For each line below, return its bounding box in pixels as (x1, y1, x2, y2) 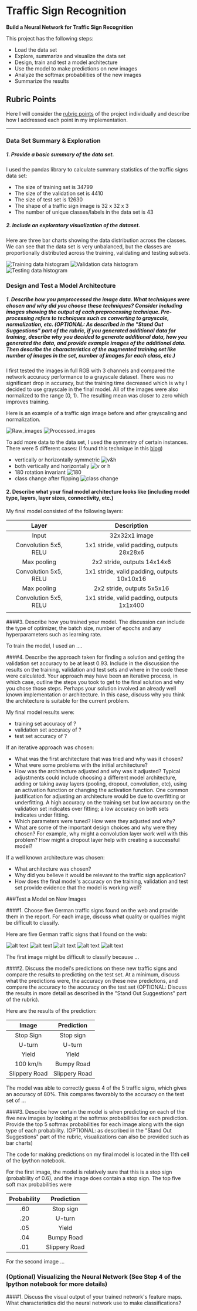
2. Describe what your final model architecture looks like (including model (6, 488, 190, 496)
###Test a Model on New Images (6, 895, 86, 902)
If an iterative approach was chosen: (6, 744, 94, 751)
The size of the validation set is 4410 (14, 190, 104, 197)
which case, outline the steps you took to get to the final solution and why (6, 678, 185, 685)
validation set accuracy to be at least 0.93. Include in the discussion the (6, 659, 179, 667)
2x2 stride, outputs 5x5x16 (93, 584, 169, 592)
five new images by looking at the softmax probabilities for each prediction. (6, 1114, 188, 1121)
